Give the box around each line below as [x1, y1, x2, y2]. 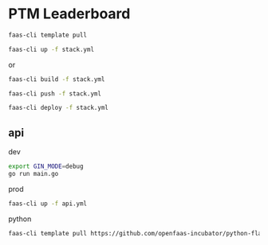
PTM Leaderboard [8, 5, 131, 23]
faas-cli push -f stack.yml [8, 89, 102, 98]
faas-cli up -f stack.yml [8, 45, 94, 53]
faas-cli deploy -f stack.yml [8, 104, 109, 112]
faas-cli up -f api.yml [8, 200, 88, 208]
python [8, 214, 32, 224]
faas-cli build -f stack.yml [8, 75, 105, 84]
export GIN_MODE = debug [8, 162, 84, 171]
